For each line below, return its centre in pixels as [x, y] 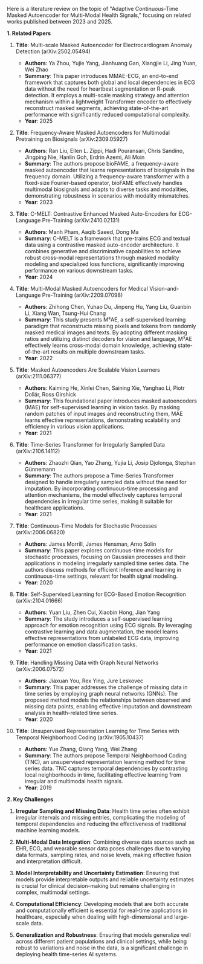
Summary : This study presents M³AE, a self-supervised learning [105, 319]
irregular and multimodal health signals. [74, 781]
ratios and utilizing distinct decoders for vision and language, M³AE [108, 339]
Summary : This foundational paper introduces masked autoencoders [111, 401]
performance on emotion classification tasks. [81, 644]
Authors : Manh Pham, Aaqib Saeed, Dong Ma [82, 232]
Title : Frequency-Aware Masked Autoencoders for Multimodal [92, 133]
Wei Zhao [37, 70]
